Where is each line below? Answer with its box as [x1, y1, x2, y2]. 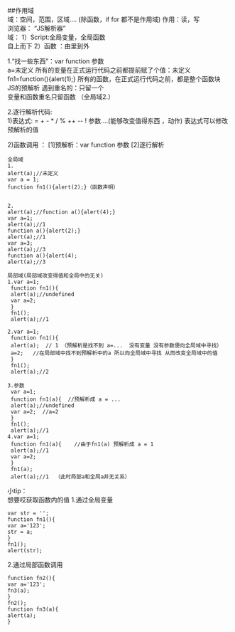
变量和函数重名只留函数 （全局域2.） [7, 93, 115, 101]
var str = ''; [7, 510, 50, 517]
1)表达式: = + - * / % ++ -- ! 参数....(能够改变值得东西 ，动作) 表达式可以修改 [7, 117, 229, 125]
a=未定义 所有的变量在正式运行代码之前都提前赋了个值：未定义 [7, 66, 192, 74]
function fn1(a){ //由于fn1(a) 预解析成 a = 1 [10, 441, 154, 448]
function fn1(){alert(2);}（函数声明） [7, 184, 119, 191]
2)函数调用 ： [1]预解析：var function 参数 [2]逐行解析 [7, 141, 165, 149]
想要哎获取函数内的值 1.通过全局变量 [7, 495, 114, 504]
